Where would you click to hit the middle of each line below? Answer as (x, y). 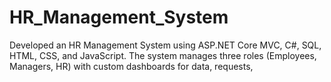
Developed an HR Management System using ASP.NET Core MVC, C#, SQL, (165, 45)
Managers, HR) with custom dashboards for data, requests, (131, 66)
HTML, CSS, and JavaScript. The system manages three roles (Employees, (163, 55)
